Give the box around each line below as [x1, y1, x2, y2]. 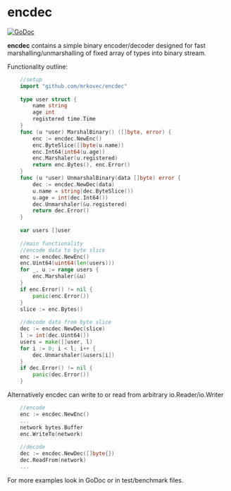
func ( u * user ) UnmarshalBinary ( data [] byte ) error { [20, 174, 181, 182]
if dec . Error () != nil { [20, 365, 93, 372]
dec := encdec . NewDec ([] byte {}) [20, 450, 115, 457]
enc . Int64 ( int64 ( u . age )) [32, 148, 106, 155]
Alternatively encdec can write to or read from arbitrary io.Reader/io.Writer [7, 391, 224, 399]
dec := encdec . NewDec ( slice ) [20, 325, 106, 332]
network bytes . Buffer [20, 424, 83, 431]
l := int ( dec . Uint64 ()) [20, 332, 90, 339]
